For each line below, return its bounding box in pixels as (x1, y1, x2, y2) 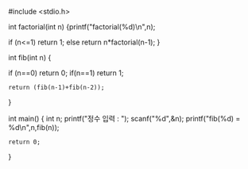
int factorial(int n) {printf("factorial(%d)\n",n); (8, 22, 156, 31)
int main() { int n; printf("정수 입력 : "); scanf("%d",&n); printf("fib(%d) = (8, 114, 241, 123)
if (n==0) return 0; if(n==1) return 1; (8, 68, 124, 78)
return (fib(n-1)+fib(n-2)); (8, 83, 105, 91)
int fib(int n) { (8, 53, 52, 62)
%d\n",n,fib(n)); (8, 123, 60, 132)
